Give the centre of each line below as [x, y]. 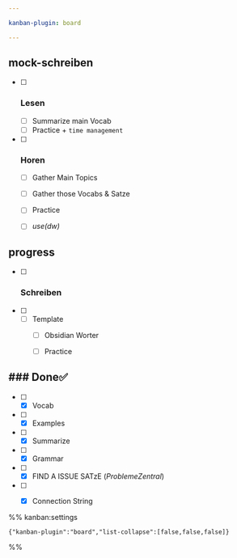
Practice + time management [78, 129]
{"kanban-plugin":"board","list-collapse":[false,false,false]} [119, 532]
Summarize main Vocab [72, 120]
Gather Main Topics [65, 178]
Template [48, 319]
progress [32, 252]
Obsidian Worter [72, 335]
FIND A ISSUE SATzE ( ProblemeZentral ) [98, 476]
